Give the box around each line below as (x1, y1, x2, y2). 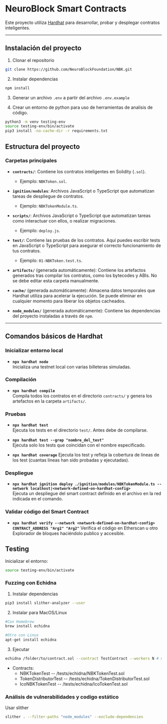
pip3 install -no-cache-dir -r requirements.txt (5, 128, 108, 134)
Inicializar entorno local (5, 347, 63, 354)
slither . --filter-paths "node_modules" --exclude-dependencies (5, 715, 143, 720)
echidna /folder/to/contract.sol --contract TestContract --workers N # (5, 656, 159, 661)
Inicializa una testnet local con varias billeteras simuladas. (12, 364, 131, 370)
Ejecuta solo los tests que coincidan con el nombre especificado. (12, 442, 146, 448)
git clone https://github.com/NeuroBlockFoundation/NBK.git (5, 67, 133, 72)
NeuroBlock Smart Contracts (5, 3, 127, 14)
